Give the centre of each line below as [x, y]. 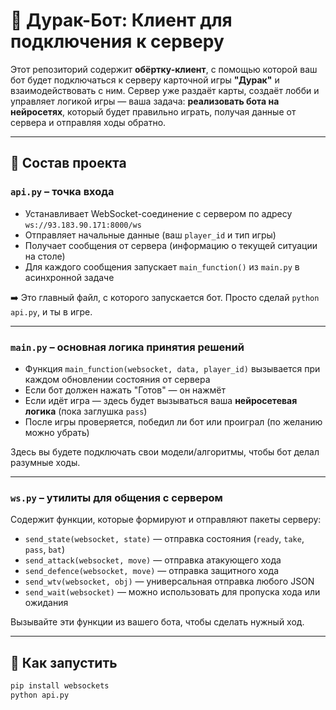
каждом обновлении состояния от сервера [117, 379]
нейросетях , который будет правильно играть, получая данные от [153, 111]
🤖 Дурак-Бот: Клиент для [121, 20]
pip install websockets [60, 686]
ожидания [46, 603]
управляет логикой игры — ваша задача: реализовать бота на [145, 101]
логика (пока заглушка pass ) [86, 411]
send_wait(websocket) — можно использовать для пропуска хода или [172, 592]
